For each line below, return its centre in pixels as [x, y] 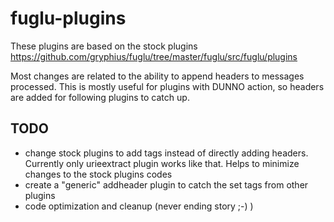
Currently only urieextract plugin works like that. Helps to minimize [162, 163]
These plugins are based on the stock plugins [104, 46]
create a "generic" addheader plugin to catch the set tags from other [166, 184]
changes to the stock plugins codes [98, 174]
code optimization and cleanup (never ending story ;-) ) [139, 206]
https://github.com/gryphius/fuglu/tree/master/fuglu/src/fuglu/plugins [154, 56]
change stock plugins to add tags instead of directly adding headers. [166, 153]
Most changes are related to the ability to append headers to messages [157, 76]
